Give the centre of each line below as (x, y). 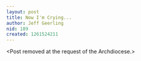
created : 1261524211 (33, 34)
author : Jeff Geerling (35, 23)
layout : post (23, 12)
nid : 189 (17, 29)
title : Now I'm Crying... (39, 18)
